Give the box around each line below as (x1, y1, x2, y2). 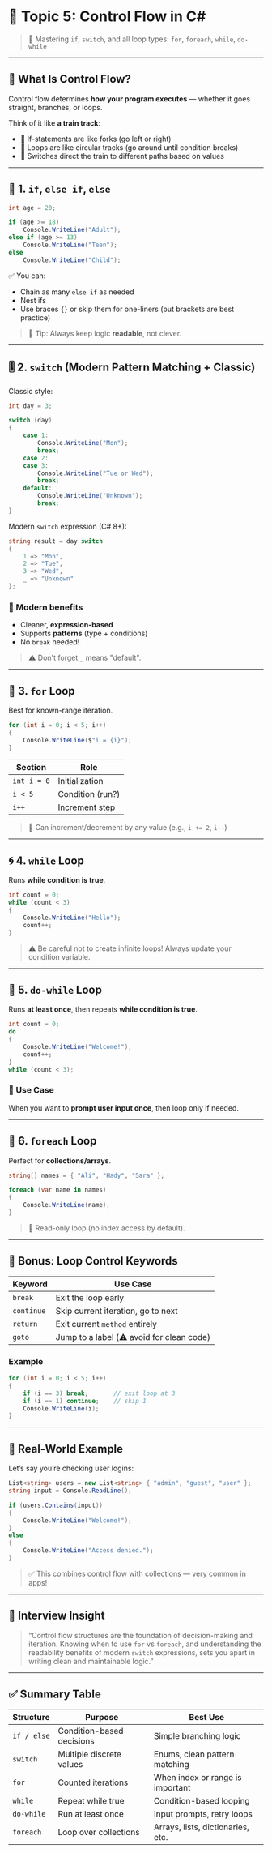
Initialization (57, 776, 104, 787)
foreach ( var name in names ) (8, 1186, 107, 1194)
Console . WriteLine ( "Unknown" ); (37, 492, 143, 500)
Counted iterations (57, 1777, 129, 1788)
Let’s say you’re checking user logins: (8, 1463, 134, 1474)
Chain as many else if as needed (19, 287, 135, 297)
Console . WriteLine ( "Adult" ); (23, 226, 121, 234)
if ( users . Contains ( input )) (8, 1501, 104, 1509)
